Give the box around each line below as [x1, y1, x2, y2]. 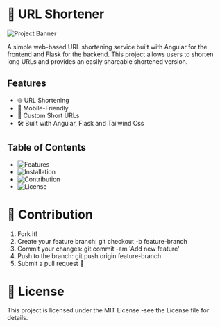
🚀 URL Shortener [7, 6, 105, 22]
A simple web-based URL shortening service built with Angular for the [7, 42, 208, 51]
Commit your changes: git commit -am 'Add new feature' [17, 244, 180, 253]
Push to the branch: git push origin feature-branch [17, 251, 162, 260]
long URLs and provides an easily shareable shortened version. [7, 57, 188, 65]
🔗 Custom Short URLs [17, 111, 80, 119]
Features [7, 78, 46, 90]
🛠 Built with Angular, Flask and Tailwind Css [17, 119, 144, 127]
